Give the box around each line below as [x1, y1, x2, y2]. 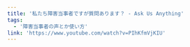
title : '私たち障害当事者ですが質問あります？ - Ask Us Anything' [7, 10, 184, 17]
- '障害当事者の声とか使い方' [13, 23, 88, 30]
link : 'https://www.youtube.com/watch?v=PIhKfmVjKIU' [7, 29, 166, 37]
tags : [7, 17, 23, 23]
